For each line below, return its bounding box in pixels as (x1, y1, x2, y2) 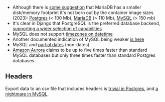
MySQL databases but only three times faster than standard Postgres (12, 52, 155, 58)
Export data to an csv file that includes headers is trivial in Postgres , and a (5, 85, 158, 91)
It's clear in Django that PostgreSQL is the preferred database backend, (12, 20, 160, 26)
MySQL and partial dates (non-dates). (12, 42, 91, 47)
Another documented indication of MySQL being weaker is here (12, 36, 144, 42)
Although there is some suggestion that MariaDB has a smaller (12, 5, 141, 10)
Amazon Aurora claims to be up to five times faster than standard (12, 47, 147, 53)
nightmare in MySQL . (5, 90, 49, 97)
